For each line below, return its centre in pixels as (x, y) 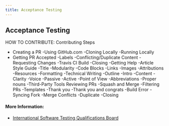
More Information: (25, 107)
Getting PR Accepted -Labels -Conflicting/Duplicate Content (75, 57)
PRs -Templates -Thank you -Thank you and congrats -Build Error (80, 90)
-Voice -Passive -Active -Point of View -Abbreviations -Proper (92, 79)
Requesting (24, 63)
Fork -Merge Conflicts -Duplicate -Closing (75, 95)
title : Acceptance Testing (34, 10)
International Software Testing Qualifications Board (65, 118)
